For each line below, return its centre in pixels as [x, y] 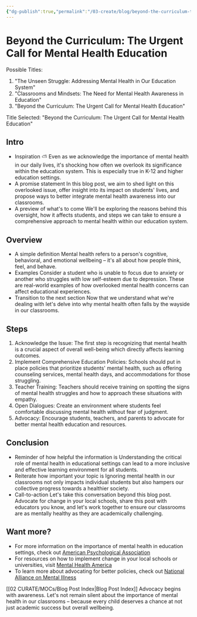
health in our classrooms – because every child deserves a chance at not [94, 601]
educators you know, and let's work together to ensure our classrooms [100, 507]
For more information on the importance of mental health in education [99, 546]
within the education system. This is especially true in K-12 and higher [99, 171]
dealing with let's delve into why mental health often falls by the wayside [102, 304]
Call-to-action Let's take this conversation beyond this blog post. [93, 495]
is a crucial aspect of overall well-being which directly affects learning [99, 349]
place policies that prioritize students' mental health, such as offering [98, 368]
